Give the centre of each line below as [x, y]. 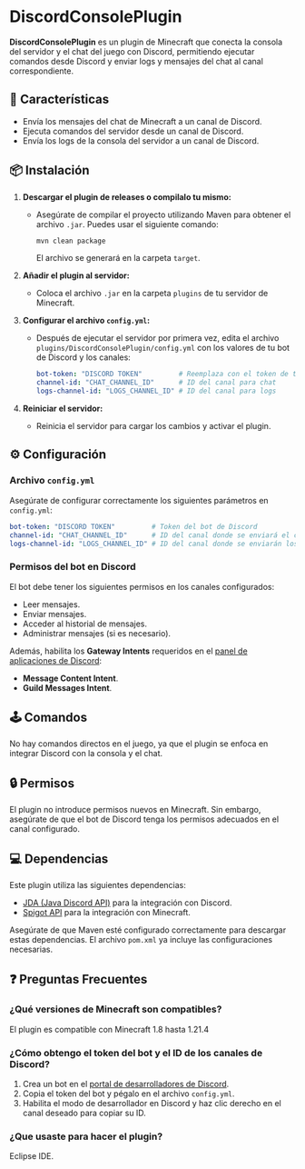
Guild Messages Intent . [67, 687]
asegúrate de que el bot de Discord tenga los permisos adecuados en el [144, 819]
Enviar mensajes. [54, 614]
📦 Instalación [49, 170]
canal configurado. [44, 829]
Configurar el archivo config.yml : [86, 321]
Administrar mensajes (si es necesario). [96, 633]
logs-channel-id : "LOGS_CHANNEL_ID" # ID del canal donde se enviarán [146, 544]
